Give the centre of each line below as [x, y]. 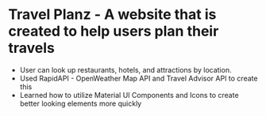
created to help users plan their [114, 31]
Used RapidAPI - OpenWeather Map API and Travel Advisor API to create [139, 78]
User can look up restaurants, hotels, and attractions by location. [125, 69]
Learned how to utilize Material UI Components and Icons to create [129, 95]
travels [32, 48]
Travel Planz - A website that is [112, 15]
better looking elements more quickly [81, 103]
